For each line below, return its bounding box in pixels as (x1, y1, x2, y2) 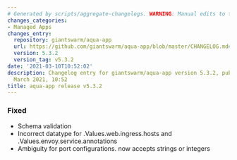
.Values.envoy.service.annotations (17, 137, 118, 145)
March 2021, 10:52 (13, 75, 68, 83)
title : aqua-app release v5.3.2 (7, 82, 102, 90)
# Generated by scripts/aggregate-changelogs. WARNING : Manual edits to (7, 10, 226, 18)
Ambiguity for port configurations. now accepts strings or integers (17, 144, 210, 152)
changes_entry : (7, 30, 52, 37)
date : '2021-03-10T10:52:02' (7, 63, 93, 70)
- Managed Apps (7, 23, 52, 30)
